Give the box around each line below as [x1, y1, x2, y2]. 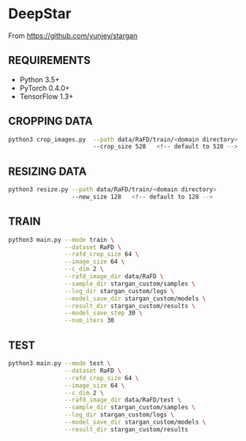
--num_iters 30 [64, 317, 114, 325]
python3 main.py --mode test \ [8, 360, 111, 367]
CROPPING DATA [8, 115, 93, 128]
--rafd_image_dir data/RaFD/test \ [64, 396, 181, 404]
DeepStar [8, 5, 72, 23]
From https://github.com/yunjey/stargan [8, 31, 138, 40]
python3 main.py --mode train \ [8, 236, 114, 243]
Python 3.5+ [19, 74, 61, 84]
